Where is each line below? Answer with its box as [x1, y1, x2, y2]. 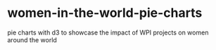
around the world [7, 35, 58, 44]
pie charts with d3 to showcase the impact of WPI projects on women [7, 28, 209, 37]
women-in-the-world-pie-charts [7, 5, 203, 21]
